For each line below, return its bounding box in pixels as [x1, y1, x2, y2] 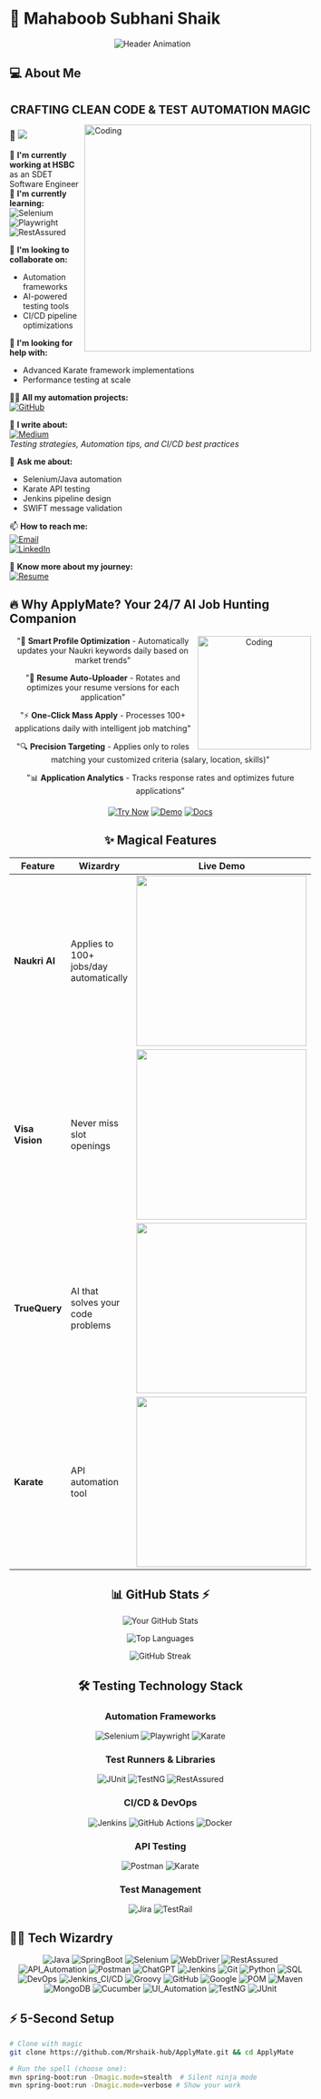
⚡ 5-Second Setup [9, 2011, 115, 2026]
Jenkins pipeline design [22, 493, 112, 504]
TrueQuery [14, 1302, 63, 1314]
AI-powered [22, 291, 68, 302]
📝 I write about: [9, 420, 68, 431]
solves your [71, 1296, 121, 1309]
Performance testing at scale [22, 374, 131, 385]
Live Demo [198, 859, 246, 872]
